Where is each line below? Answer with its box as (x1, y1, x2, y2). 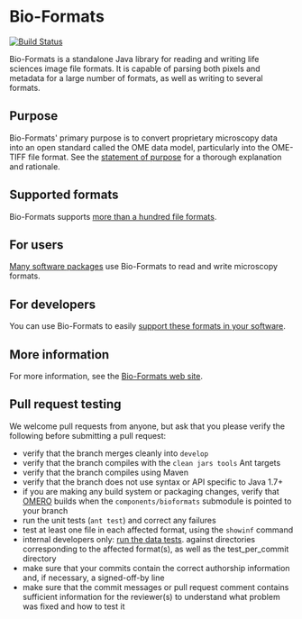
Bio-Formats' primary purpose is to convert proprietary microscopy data (9, 132, 278, 143)
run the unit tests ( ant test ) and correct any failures (22, 514, 216, 525)
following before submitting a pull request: (9, 430, 167, 441)
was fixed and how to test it (22, 601, 125, 612)
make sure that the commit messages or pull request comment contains (22, 581, 289, 592)
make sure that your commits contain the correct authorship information (22, 562, 290, 573)
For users (9, 237, 64, 252)
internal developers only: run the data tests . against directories (22, 533, 255, 544)
